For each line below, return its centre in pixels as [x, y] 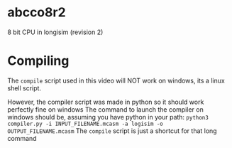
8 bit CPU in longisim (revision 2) [55, 32]
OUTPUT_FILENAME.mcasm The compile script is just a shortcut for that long [112, 131]
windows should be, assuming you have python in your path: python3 [108, 117]
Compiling [38, 61]
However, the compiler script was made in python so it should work [106, 102]
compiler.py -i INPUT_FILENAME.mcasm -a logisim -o [85, 124]
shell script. [24, 88]
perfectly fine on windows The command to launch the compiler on [105, 109]
